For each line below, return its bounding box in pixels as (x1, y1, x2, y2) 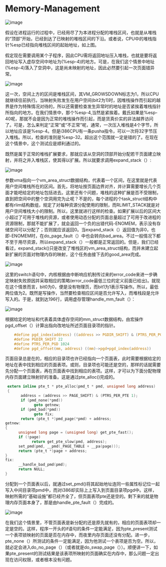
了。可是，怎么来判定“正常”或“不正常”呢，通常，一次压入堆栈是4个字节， (5, 122, 154, 128)
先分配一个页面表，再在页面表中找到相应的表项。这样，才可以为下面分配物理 (5, 368, 161, 374)
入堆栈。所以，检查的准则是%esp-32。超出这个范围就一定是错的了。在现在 (5, 134, 159, 140)
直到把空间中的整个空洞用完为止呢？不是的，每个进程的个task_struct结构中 (5, 196, 158, 202)
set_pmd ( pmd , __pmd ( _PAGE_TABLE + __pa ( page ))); (18, 443, 121, 449)
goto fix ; (34, 411, 54, 417)
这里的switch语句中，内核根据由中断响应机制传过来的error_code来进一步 (5, 271, 153, 277)
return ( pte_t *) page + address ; (18, 448, 87, 453)
